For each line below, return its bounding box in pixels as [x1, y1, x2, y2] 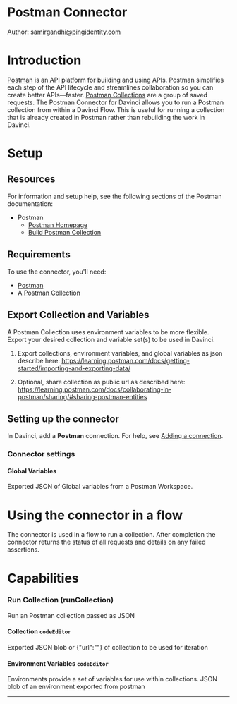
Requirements [7, 248, 71, 261]
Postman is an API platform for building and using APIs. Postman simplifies [7, 75, 224, 84]
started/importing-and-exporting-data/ [17, 364, 131, 372]
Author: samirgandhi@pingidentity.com [7, 28, 121, 36]
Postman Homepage [28, 220, 88, 229]
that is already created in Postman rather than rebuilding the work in [7, 113, 205, 121]
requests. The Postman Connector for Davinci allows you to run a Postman [7, 98, 224, 107]
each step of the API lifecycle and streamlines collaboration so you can [7, 83, 214, 92]
